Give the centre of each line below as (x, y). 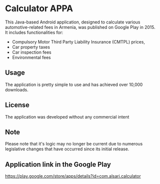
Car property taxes (31, 47)
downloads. (17, 90)
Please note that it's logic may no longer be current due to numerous (74, 144)
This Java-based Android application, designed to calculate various (73, 22)
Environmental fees (31, 57)
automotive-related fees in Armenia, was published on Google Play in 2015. (80, 27)
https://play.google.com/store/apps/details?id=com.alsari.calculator (73, 176)
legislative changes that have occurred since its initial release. (67, 149)
